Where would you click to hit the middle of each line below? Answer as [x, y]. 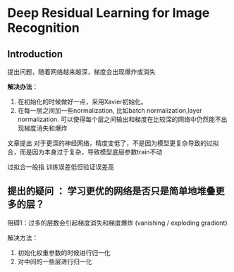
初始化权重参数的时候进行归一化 [64, 252]
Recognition [43, 28]
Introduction [35, 54]
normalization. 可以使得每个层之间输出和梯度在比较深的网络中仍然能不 [119, 119]
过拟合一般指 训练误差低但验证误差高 [61, 167]
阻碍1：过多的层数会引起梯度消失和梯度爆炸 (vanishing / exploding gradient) [117, 223]
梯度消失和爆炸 [45, 128]
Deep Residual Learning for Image [109, 13]
